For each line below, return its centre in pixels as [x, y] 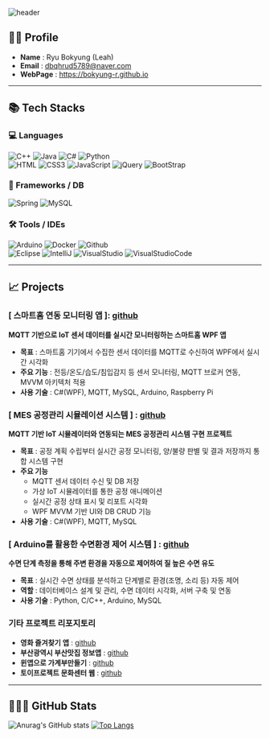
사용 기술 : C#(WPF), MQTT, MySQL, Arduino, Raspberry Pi [117, 392]
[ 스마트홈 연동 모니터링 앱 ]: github [74, 315]
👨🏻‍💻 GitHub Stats [53, 706]
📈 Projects [36, 287]
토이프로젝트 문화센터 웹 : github [71, 673]
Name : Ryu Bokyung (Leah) [67, 57]
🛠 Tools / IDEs [37, 224]
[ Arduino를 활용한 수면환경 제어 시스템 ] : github [99, 544]
